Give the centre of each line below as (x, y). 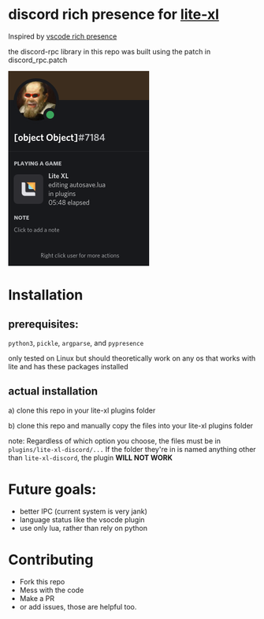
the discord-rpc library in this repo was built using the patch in (110, 51)
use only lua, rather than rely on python (84, 528)
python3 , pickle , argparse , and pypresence (76, 343)
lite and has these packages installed (68, 366)
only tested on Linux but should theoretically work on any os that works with (132, 358)
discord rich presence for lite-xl (113, 15)
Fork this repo (42, 581)
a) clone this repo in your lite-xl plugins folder (82, 410)
